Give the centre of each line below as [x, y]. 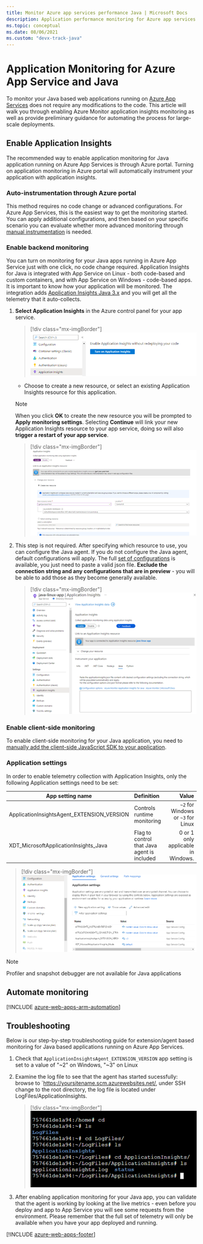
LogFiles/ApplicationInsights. [51, 1096]
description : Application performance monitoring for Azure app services [101, 19]
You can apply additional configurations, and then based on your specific [97, 219]
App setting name [69, 796]
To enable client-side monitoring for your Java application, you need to [95, 741]
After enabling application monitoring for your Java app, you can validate [106, 1197]
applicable [181, 845]
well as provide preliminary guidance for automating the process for [91, 118]
